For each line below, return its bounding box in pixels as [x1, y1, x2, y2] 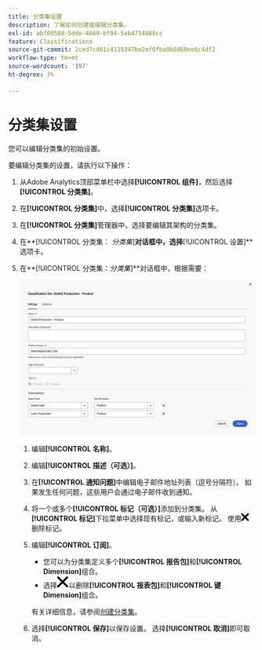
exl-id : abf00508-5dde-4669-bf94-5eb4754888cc [8, 29, 163, 37]
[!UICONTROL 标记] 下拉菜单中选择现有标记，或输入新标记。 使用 [31, 513, 242, 523]
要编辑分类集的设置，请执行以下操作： [8, 160, 132, 170]
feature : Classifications [8, 38, 93, 46]
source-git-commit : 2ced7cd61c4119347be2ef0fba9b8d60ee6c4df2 [8, 46, 216, 54]
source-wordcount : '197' [8, 63, 89, 71]
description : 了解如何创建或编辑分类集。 [8, 20, 130, 29]
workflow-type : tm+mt [8, 54, 79, 62]
